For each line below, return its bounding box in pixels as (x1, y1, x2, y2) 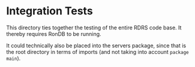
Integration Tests (6, 4, 93, 18)
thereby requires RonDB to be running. (6, 30, 101, 37)
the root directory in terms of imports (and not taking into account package (6, 48, 189, 55)
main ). (6, 54, 21, 62)
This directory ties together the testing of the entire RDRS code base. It (6, 24, 182, 31)
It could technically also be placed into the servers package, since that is (6, 42, 187, 49)
